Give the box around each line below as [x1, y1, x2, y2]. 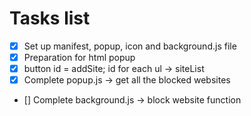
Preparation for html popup [23, 52, 136, 63]
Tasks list [9, 7, 91, 30]
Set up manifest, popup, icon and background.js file [23, 40, 237, 52]
